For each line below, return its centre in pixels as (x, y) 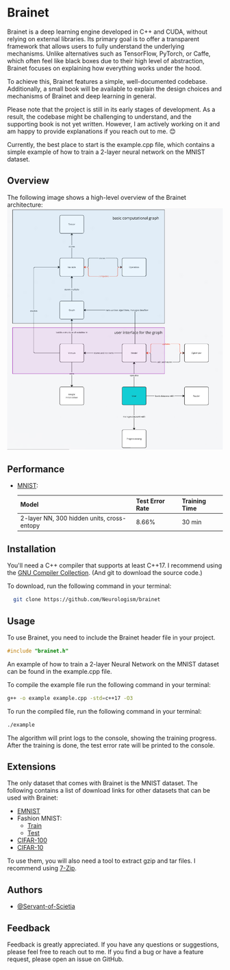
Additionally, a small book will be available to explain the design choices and (115, 89)
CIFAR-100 (32, 840)
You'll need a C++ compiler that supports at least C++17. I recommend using (115, 565)
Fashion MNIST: (39, 818)
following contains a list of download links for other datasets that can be (109, 791)
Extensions (31, 767)
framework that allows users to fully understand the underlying (96, 46)
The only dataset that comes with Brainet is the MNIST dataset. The (103, 783)
